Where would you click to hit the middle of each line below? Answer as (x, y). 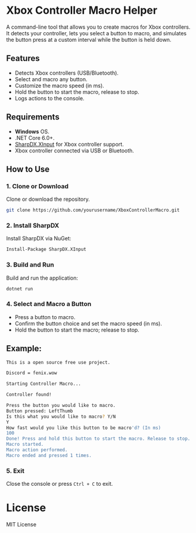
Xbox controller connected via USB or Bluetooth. (74, 151)
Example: (24, 349)
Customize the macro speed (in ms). (59, 85)
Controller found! (29, 395)
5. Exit (15, 471)
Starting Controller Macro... (44, 384)
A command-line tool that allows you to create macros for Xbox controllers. (98, 27)
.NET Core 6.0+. (35, 137)
